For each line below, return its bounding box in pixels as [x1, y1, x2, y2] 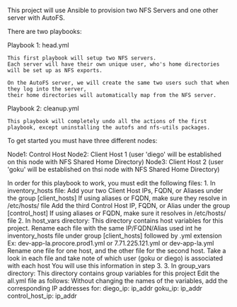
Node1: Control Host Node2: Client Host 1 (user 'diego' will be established [7, 150, 221, 158]
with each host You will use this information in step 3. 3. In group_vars [7, 262, 211, 270]
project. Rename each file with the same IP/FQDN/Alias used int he [7, 224, 202, 232]
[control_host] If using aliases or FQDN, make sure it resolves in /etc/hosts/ [7, 209, 226, 217]
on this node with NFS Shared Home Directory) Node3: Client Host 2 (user [7, 158, 224, 166]
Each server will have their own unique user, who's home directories [7, 61, 220, 68]
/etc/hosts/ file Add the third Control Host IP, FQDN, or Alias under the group [7, 202, 231, 209]
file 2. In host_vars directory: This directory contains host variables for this [7, 216, 224, 225]
